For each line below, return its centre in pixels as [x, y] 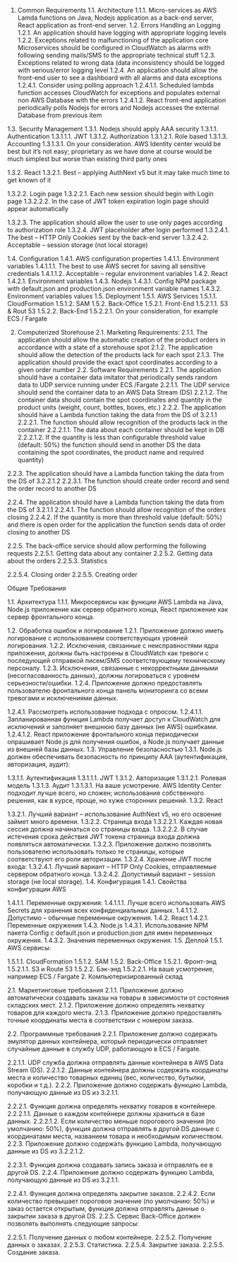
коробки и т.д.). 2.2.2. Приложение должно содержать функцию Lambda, [117, 1085]
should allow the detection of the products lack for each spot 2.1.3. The [121, 355]
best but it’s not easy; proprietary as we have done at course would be [110, 151]
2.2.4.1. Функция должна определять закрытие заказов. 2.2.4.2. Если [111, 1193]
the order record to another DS [52, 489]
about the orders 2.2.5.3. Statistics [57, 561]
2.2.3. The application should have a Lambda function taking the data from [116, 473]
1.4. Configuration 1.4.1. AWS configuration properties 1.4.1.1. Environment [114, 258]
